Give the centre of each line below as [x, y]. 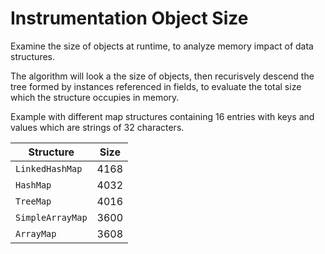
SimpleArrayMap [51, 217]
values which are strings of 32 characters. [97, 127]
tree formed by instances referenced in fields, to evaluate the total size [156, 86]
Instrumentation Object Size [129, 18]
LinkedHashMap [49, 168]
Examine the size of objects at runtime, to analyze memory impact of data [162, 46]
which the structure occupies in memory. [95, 97]
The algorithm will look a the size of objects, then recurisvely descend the [162, 76]
